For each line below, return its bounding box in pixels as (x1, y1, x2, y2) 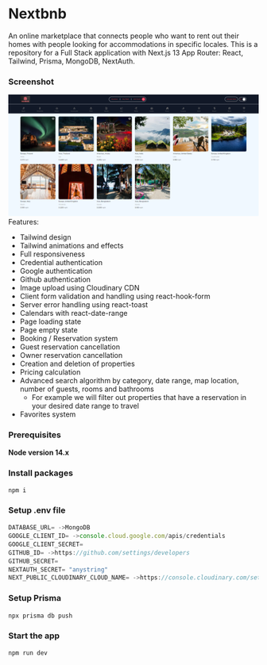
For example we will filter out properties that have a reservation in (31, 393, 247, 402)
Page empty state (19, 325, 78, 335)
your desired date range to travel (31, 402, 139, 411)
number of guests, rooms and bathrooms (19, 384, 155, 394)
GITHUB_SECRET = (8, 557, 59, 565)
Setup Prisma (8, 593, 62, 604)
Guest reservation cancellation (19, 342, 121, 352)
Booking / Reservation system (19, 334, 118, 344)
